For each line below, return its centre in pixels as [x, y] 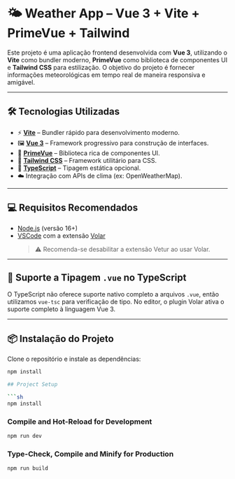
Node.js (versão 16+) [48, 228]
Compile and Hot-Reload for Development [80, 422]
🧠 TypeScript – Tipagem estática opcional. [79, 168]
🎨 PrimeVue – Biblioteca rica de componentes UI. [88, 153]
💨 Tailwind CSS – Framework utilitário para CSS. [87, 160]
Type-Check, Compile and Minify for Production [91, 454]
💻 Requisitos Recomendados [73, 208]
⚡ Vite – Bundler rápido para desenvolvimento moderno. [99, 132]
